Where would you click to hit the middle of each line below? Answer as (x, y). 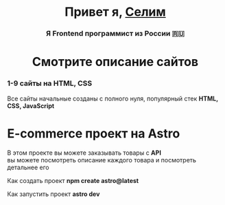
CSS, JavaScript (31, 106)
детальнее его (28, 167)
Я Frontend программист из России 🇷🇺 (115, 34)
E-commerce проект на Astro (94, 133)
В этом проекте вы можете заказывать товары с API (84, 153)
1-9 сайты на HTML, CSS (50, 83)
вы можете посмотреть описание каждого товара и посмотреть (102, 160)
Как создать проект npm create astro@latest (73, 180)
